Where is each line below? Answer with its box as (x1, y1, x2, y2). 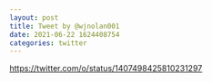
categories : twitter (9, 38, 88, 48)
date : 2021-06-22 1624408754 (9, 30, 120, 39)
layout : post (9, 13, 59, 23)
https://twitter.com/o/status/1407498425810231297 (9, 63, 203, 74)
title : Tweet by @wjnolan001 (9, 22, 120, 31)
